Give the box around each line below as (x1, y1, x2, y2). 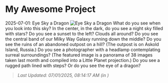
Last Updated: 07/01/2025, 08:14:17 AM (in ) (17, 72, 109, 78)
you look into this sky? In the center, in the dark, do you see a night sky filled (5, 25, 163, 31)
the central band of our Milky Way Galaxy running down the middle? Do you (5, 36, 161, 42)
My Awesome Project (5, 3, 96, 15)
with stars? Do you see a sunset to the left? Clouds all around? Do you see (5, 30, 158, 36)
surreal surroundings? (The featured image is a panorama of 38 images (5, 51, 153, 58)
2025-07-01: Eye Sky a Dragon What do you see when (5, 20, 161, 26)
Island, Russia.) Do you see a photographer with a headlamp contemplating (5, 46, 160, 52)
